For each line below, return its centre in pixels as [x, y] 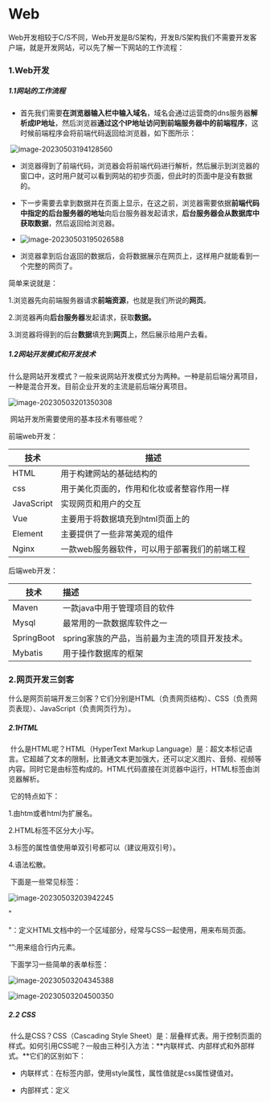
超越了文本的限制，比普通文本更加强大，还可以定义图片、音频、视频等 [145, 759]
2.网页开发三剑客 [41, 679]
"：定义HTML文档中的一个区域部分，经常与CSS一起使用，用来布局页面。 [129, 930]
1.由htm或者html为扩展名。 [53, 814]
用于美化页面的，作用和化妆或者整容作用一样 [145, 488]
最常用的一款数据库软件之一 [115, 623]
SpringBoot [34, 637]
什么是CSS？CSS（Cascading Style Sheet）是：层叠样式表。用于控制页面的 [136, 1036]
